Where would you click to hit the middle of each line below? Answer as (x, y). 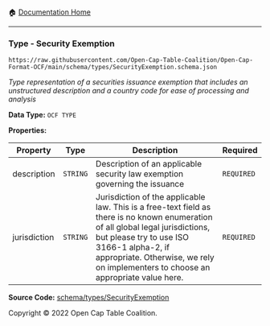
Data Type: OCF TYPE (42, 115)
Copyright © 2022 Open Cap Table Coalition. (83, 313)
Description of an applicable (149, 164)
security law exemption (139, 174)
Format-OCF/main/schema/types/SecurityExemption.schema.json (113, 68)
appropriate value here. (139, 278)
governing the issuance (140, 184)
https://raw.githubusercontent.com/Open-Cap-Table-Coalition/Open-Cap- (131, 60)
